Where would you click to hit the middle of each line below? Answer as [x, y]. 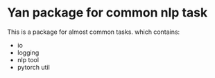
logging [28, 52]
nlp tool [28, 59]
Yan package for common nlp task [108, 13]
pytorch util [33, 67]
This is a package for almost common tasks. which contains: [94, 32]
